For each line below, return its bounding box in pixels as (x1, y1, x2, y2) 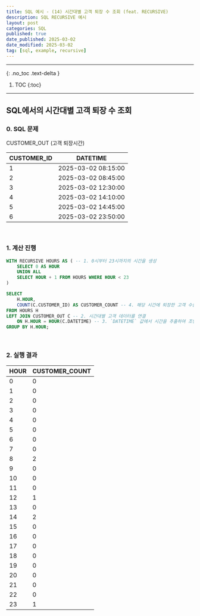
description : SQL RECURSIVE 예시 (6, 14, 87, 20)
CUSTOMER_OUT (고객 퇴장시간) (6, 140, 85, 147)
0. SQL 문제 (6, 125, 39, 133)
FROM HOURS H (6, 307, 39, 313)
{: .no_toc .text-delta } (6, 69, 60, 76)
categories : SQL (6, 25, 46, 32)
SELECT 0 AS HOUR (17, 263, 60, 269)
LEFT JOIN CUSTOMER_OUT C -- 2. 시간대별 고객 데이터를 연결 (6, 313, 146, 319)
